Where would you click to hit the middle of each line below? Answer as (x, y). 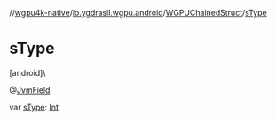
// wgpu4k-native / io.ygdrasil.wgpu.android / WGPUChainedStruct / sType (138, 13)
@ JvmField (30, 90)
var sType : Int (34, 107)
